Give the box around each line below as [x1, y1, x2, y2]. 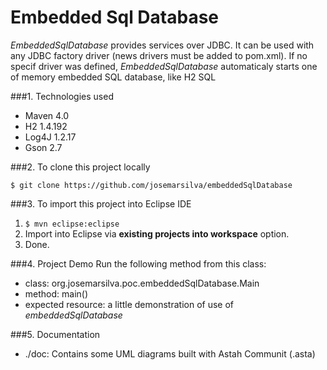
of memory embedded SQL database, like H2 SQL [10, 71, 217, 83]
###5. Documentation [10, 328, 101, 340]
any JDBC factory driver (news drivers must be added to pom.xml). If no [10, 49, 308, 61]
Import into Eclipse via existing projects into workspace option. [24, 227, 290, 240]
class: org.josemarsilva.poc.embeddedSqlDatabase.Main [24, 277, 260, 289]
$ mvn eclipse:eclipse [24, 219, 120, 229]
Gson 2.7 [24, 141, 63, 153]
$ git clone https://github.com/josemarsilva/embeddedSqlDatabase [10, 180, 293, 190]
